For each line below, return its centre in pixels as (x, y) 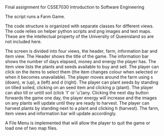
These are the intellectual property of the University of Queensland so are (80, 36)
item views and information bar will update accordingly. (61, 113)
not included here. (23, 42)
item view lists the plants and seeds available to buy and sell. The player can (82, 67)
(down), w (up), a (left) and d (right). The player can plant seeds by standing (82, 82)
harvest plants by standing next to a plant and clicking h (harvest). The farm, (82, 108)
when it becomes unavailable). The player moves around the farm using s (79, 77)
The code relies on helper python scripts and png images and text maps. (78, 31)
